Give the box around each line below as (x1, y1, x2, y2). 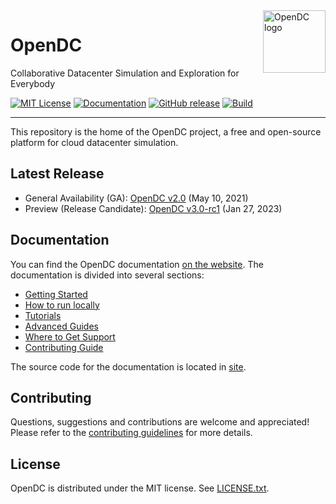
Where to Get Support (24, 330, 116, 343)
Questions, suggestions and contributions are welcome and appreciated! (10, 416, 310, 428)
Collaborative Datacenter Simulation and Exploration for (10, 67, 240, 79)
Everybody (10, 77, 56, 89)
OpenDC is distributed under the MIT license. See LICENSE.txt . (10, 482, 270, 494)
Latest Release (10, 165, 105, 183)
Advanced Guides (24, 320, 99, 332)
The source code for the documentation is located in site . (10, 360, 247, 373)
